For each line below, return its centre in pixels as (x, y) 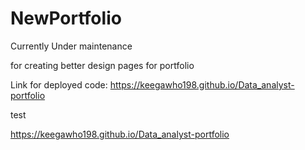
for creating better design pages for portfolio (102, 65)
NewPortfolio (66, 18)
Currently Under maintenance (71, 46)
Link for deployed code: (59, 84)
